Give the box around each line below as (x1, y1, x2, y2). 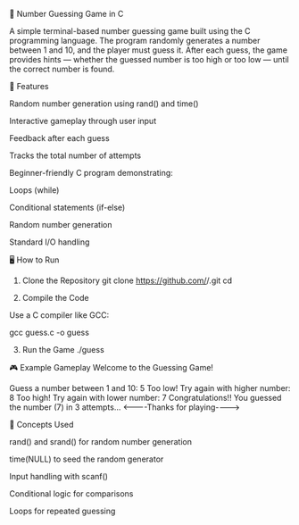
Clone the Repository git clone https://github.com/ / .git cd (21, 275, 233, 286)
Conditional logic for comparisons (9, 488, 134, 499)
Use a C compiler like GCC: (9, 310, 110, 321)
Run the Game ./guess (21, 345, 104, 354)
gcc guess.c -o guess (9, 327, 89, 337)
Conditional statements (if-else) (9, 202, 126, 212)
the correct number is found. (9, 63, 115, 74)
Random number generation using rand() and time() (9, 98, 199, 109)
